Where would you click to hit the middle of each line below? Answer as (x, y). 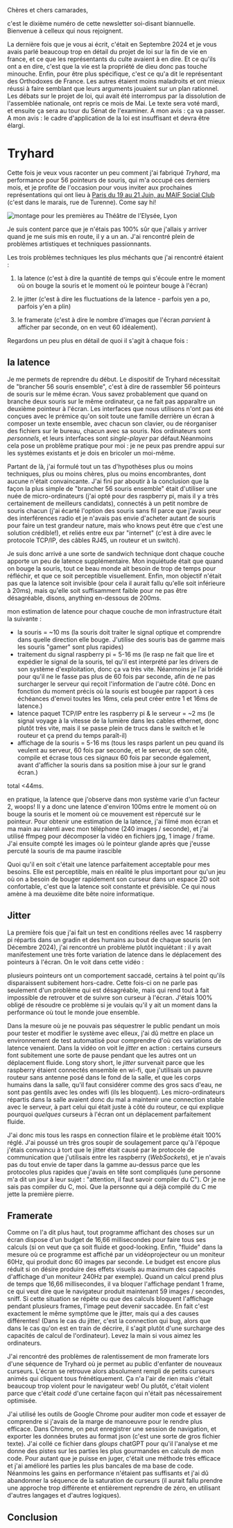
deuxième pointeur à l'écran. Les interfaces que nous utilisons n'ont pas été (115, 408)
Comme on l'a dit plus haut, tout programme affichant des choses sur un (111, 1232)
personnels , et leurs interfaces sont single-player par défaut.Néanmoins (110, 438)
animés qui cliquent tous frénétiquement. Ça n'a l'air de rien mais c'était (110, 1379)
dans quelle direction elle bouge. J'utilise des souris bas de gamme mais (121, 639)
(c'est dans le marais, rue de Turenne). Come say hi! (82, 202)
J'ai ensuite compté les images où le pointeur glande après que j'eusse (109, 843)
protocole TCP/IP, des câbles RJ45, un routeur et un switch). (94, 540)
